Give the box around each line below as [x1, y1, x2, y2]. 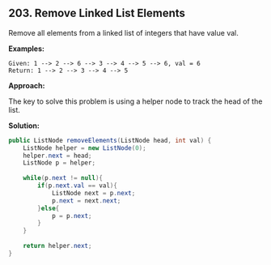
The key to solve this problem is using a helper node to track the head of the [8, 96, 263, 106]
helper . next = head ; [23, 152, 92, 160]
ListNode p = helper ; [23, 159, 95, 167]
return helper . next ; [23, 242, 92, 250]
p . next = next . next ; [51, 196, 121, 205]
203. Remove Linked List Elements [8, 6, 186, 20]
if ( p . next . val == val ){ [37, 182, 117, 190]
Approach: [8, 80, 45, 90]
